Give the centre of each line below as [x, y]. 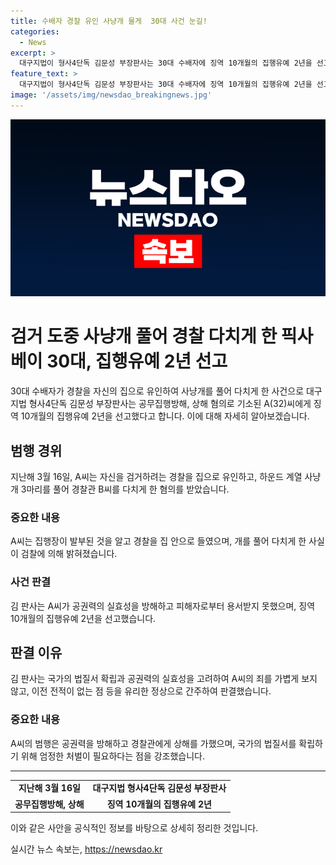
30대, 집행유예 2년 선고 [137, 361]
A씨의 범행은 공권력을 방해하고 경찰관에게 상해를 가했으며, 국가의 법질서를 [153, 743]
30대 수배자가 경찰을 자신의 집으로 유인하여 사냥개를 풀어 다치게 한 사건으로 [157, 391]
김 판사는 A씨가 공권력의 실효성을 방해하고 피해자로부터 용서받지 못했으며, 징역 [163, 606]
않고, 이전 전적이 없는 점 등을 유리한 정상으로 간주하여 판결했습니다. [141, 691]
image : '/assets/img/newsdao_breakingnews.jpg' [111, 95]
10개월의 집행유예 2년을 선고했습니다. [83, 618]
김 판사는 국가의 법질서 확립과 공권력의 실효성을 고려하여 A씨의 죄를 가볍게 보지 [164, 679]
